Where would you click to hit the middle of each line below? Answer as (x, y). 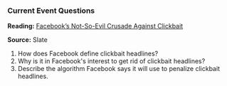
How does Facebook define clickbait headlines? (88, 54)
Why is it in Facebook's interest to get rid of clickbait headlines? (111, 61)
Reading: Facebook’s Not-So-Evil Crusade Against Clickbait (95, 26)
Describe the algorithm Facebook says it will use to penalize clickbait (119, 69)
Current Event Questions (51, 11)
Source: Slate (27, 40)
